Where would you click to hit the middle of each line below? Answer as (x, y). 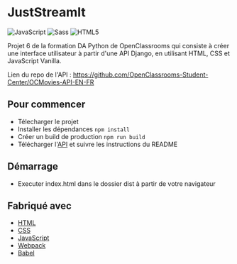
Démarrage (33, 166)
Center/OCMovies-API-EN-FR (51, 82)
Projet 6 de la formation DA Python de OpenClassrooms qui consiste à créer (118, 45)
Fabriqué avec (40, 205)
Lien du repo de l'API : (40, 75)
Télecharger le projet (48, 121)
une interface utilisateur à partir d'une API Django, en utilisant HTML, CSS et (119, 53)
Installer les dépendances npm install (73, 129)
